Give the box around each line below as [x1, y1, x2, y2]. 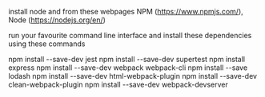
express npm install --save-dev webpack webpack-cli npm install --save [8, 63, 248, 72]
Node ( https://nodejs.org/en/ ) [8, 15, 106, 25]
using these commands [8, 39, 86, 48]
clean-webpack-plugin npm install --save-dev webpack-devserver [8, 80, 228, 89]
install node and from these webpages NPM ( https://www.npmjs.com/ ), [8, 7, 244, 16]
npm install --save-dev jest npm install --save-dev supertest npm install [8, 55, 246, 64]
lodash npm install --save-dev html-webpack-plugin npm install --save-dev [8, 72, 258, 80]
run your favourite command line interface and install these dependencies [8, 31, 252, 40]
